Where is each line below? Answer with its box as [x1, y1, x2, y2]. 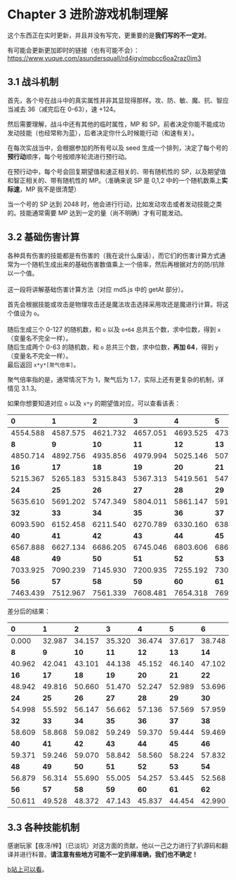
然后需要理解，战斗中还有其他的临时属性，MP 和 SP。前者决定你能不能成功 [7, 120, 225, 128]
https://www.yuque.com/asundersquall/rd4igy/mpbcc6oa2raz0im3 [7, 53, 202, 62]
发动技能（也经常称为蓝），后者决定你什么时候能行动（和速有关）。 [7, 128, 198, 137]
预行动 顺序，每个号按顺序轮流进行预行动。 [7, 152, 131, 160]
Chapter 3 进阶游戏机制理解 [7, 6, 169, 23]
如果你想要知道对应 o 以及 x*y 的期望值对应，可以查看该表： [7, 399, 181, 407]
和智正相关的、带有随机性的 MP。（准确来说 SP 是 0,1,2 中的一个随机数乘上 [7, 176, 222, 184]
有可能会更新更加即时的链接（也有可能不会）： [7, 46, 140, 54]
